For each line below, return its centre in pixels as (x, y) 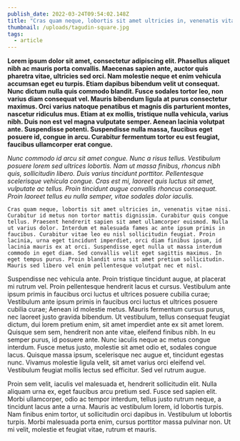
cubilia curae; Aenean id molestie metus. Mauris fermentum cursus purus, (116, 309)
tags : (15, 34)
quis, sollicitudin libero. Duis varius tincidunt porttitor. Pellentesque (106, 174)
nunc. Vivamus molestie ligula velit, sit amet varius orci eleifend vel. (106, 362)
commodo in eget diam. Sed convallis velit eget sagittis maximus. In (115, 253)
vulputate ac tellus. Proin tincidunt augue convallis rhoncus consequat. (112, 189)
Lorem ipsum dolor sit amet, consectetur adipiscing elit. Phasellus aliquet (119, 61)
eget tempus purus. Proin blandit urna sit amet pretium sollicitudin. (116, 259)
